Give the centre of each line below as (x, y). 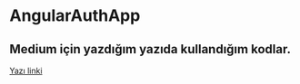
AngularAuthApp (75, 16)
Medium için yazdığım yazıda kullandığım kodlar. (150, 49)
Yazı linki (26, 70)
